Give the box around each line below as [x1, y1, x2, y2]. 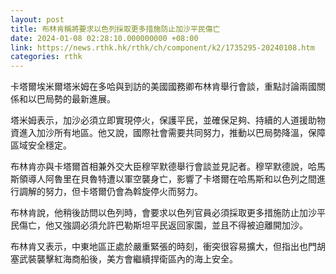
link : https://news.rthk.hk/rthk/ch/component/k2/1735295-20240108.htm [10, 42, 315, 53]
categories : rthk [10, 52, 83, 62]
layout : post [10, 14, 65, 25]
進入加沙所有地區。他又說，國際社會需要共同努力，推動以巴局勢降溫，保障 [18, 127, 326, 139]
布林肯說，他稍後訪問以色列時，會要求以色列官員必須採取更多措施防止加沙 [10, 207, 317, 219]
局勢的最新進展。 [44, 93, 116, 105]
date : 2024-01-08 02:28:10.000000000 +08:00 [10, 33, 199, 43]
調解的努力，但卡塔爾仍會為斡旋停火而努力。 [18, 186, 203, 198]
